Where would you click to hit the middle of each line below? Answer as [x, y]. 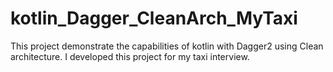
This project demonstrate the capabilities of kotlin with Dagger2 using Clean [167, 46]
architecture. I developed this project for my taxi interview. [130, 56]
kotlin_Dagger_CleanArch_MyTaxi [154, 18]
